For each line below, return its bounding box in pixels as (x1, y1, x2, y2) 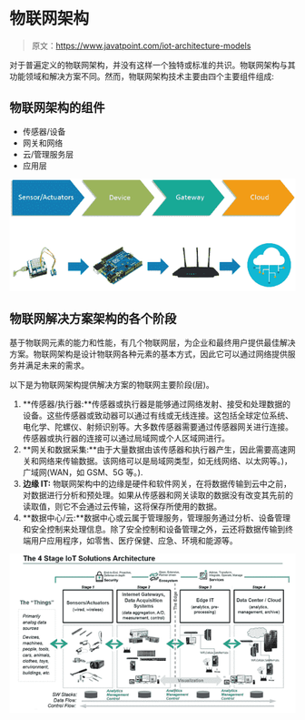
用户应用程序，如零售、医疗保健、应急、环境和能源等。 (30, 534, 238, 546)
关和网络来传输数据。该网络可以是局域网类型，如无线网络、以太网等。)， (22, 455, 292, 466)
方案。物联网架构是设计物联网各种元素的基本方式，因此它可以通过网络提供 (9, 348, 288, 360)
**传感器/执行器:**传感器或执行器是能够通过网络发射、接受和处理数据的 (22, 398, 290, 410)
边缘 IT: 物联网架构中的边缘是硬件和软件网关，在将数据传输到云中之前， (22, 478, 292, 489)
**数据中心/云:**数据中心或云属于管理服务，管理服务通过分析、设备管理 (22, 512, 290, 523)
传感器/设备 (22, 126, 66, 137)
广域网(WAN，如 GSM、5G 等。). (22, 466, 143, 478)
